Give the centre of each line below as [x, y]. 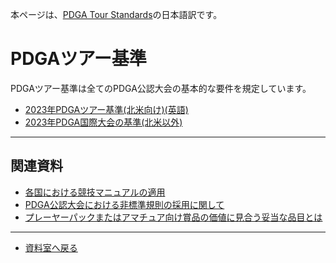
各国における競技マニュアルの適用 [95, 192]
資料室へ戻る [51, 247]
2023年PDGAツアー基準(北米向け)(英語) [106, 109]
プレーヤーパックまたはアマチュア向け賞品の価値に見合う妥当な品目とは [173, 217]
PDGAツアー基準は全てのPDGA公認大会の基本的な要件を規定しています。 [161, 88]
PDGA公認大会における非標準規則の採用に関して [124, 204]
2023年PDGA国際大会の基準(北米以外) [103, 122]
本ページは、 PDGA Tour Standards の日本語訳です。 [116, 14]
